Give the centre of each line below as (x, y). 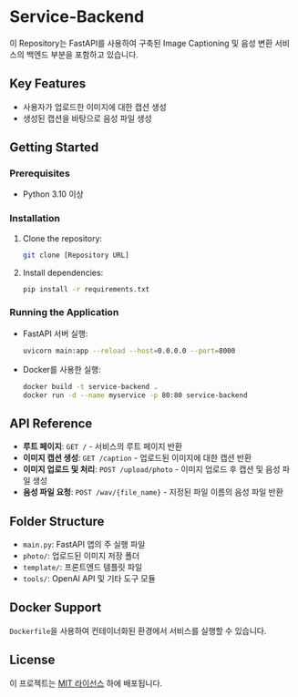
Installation (35, 219)
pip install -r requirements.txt (86, 289)
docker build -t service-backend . (90, 386)
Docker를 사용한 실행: (62, 369)
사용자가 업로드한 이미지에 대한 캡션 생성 (94, 107)
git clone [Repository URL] (76, 255)
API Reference (51, 423)
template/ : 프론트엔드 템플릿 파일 (82, 568)
